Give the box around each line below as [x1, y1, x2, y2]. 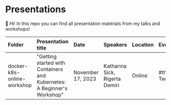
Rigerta [103, 75, 121, 82]
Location [132, 41, 154, 48]
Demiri [103, 82, 120, 89]
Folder [8, 41, 24, 48]
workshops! [5, 25, 30, 32]
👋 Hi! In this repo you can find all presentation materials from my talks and [5, 20, 160, 27]
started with [36, 59, 65, 66]
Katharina [103, 62, 127, 69]
